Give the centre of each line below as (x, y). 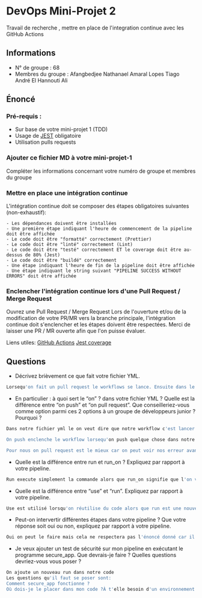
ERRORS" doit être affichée (41, 276)
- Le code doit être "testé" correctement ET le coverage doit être (94, 250)
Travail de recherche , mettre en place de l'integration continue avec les (95, 28)
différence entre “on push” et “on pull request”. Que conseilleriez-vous (102, 405)
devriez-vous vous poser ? (48, 561)
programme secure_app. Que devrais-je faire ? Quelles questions (96, 555)
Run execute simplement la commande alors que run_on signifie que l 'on (99, 479)
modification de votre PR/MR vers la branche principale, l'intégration (91, 318)
